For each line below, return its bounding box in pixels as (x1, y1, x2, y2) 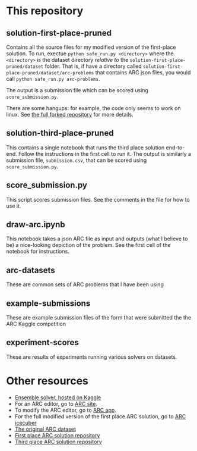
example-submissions (6, 298, 91, 308)
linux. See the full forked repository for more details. (6, 111, 134, 118)
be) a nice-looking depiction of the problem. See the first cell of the (6, 242, 171, 249)
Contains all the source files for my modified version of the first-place (6, 43, 176, 51)
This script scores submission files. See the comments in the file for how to (6, 196, 190, 203)
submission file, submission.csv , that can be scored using (6, 156, 147, 164)
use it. (6, 202, 21, 209)
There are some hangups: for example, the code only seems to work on (6, 105, 181, 111)
